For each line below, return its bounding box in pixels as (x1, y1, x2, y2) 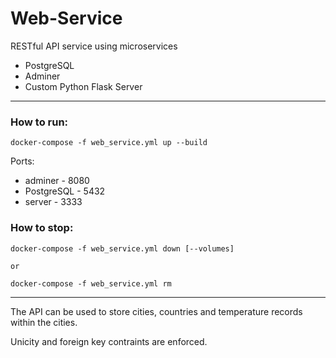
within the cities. (10, 316, 78, 328)
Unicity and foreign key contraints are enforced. (10, 335, 208, 347)
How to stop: (10, 221, 74, 235)
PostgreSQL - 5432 (24, 185, 106, 197)
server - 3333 (24, 196, 83, 208)
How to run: (10, 115, 69, 129)
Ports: (10, 155, 35, 167)
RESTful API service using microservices (10, 40, 178, 52)
